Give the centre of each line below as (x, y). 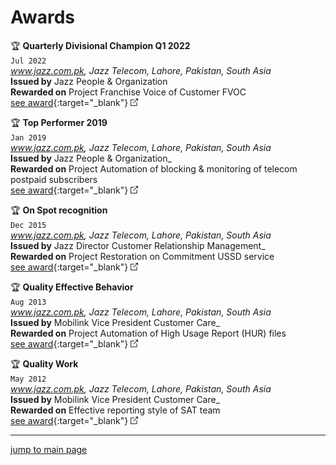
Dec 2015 (28, 225)
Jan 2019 (28, 137)
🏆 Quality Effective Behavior (72, 287)
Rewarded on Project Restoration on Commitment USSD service (142, 256)
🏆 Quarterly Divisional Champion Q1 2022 (100, 45)
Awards (43, 17)
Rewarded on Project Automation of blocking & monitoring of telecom (154, 168)
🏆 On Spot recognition (59, 210)
